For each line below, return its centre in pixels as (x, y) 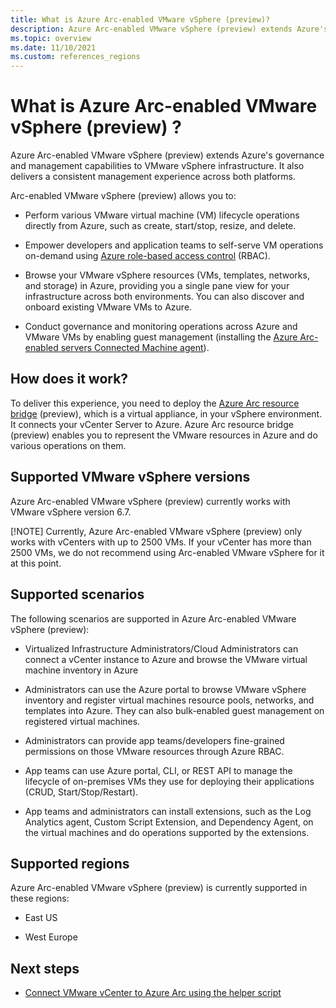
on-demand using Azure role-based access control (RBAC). (147, 256)
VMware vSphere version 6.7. (71, 512)
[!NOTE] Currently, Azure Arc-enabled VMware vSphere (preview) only (156, 531)
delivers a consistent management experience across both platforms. (153, 177)
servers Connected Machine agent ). (135, 348)
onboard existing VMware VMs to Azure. (108, 307)
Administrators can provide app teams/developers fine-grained (154, 740)
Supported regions (70, 863)
